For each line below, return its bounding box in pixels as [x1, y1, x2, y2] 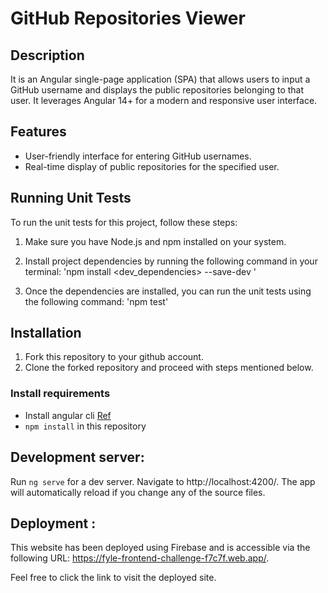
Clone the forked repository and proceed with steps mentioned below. [24, 362, 314, 374]
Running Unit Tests [10, 190, 132, 207]
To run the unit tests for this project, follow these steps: [10, 216, 238, 228]
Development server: [10, 449, 145, 466]
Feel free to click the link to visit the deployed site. [10, 572, 217, 584]
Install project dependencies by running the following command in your [24, 255, 318, 267]
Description [10, 47, 85, 64]
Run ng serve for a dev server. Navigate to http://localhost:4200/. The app [10, 475, 316, 487]
